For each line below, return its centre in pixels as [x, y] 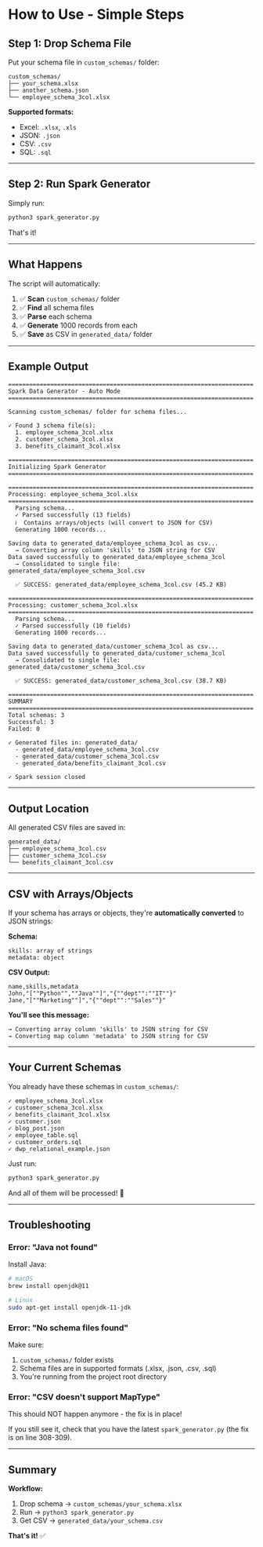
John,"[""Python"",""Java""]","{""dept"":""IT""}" [92, 993]
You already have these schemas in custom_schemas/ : [94, 1086]
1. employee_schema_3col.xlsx [64, 433]
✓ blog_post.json [36, 1128]
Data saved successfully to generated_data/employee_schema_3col [117, 558]
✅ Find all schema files [57, 307]
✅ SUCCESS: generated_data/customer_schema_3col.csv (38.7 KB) [121, 681]
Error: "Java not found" [53, 1247]
